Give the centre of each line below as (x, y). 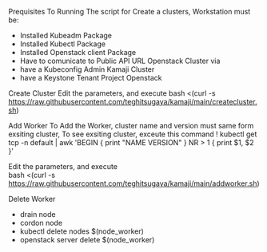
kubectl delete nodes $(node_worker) (82, 231)
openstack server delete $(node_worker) (87, 240)
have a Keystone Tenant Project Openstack (91, 78)
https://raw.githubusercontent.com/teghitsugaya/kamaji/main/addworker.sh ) (134, 183)
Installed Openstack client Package (78, 52)
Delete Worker (32, 199)
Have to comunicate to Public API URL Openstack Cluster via (120, 61)
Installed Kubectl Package (63, 44)
